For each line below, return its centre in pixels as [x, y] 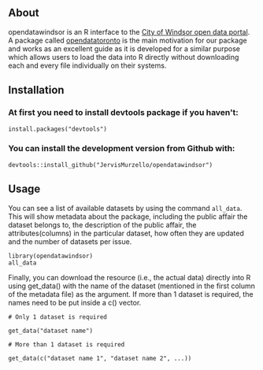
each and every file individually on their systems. [87, 65]
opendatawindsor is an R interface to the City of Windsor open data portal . [129, 31]
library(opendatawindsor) [50, 256]
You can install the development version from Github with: [122, 149]
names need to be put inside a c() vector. [75, 302]
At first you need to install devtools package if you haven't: [123, 113]
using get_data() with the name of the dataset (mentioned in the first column [132, 286]
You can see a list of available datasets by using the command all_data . [125, 208]
